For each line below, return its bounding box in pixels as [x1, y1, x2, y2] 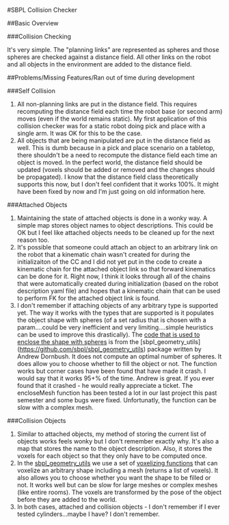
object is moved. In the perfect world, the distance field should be [16, 158, 203, 167]
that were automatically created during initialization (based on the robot [16, 280, 219, 287]
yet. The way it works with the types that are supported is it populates [16, 308, 214, 317]
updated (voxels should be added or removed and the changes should [16, 166, 215, 173]
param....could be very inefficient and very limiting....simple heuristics [16, 323, 214, 331]
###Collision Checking [7, 32, 72, 40]
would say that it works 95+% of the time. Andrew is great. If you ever [16, 374, 215, 382]
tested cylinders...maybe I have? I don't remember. [16, 510, 160, 518]
